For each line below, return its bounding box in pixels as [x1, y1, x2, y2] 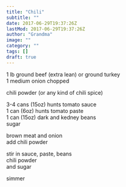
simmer [6, 174, 25, 182]
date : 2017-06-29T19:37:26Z [6, 20, 78, 26]
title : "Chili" [6, 8, 45, 15]
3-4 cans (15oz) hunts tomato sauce [6, 101, 97, 108]
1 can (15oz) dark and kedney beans [6, 114, 96, 121]
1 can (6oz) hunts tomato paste [6, 107, 84, 114]
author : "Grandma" [6, 32, 53, 38]
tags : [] [6, 49, 28, 55]
